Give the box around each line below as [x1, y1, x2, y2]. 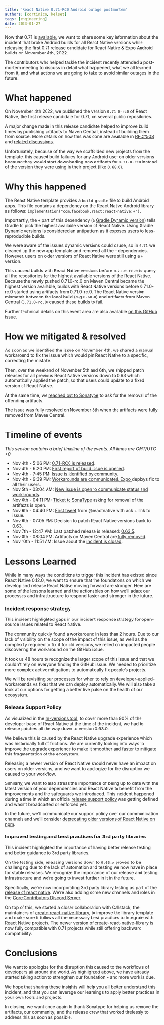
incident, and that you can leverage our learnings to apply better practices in [5, 989, 160, 995]
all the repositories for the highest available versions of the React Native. [5, 273, 152, 279]
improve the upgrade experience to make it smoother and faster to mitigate [5, 746, 157, 752]
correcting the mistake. [5, 358, 52, 364]
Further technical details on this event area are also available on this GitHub [5, 309, 158, 315]
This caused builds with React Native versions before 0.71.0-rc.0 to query [5, 268, 156, 274]
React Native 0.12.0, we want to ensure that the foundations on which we [5, 577, 152, 583]
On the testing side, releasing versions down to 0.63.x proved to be [5, 859, 141, 865]
